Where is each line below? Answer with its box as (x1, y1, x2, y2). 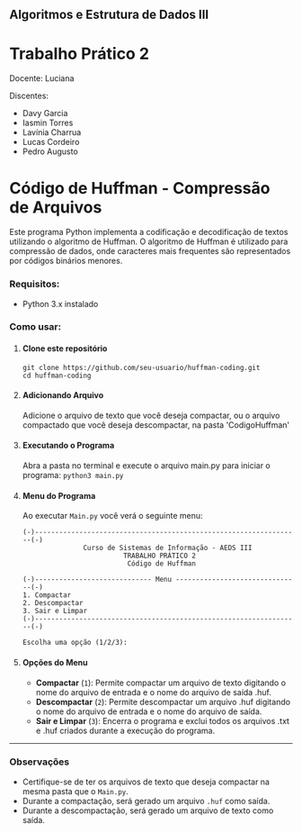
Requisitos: (9, 278, 60, 291)
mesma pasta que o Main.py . (22, 785, 129, 796)
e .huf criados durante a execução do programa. (35, 725, 216, 736)
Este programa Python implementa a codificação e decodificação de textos (9, 227, 289, 238)
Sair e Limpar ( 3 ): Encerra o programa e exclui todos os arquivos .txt (35, 715, 290, 726)
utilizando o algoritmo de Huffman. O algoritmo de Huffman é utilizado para (9, 236, 289, 247)
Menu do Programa (22, 490, 96, 501)
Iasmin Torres (22, 117, 74, 129)
